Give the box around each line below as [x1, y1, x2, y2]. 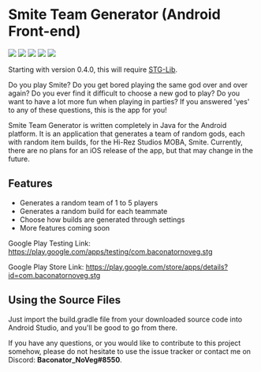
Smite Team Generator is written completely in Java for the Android [8, 120, 227, 130]
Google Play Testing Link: [8, 239, 91, 248]
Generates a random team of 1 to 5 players [19, 197, 158, 207]
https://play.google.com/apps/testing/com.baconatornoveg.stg [8, 246, 213, 256]
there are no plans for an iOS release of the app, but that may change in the [8, 145, 254, 155]
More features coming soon [19, 223, 110, 232]
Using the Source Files [8, 294, 121, 307]
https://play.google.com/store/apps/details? [85, 262, 229, 272]
